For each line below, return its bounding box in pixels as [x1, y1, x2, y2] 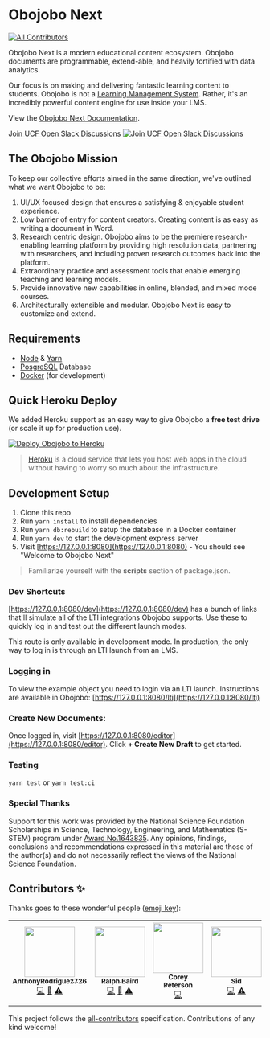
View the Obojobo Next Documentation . [8, 113, 141, 122]
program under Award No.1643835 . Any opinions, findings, [32, 833, 227, 843]
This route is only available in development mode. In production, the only [8, 637, 249, 646]
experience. [19, 206, 60, 215]
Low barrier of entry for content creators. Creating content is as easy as [19, 215, 259, 224]
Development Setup [8, 486, 110, 500]
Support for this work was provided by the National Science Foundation [8, 816, 245, 826]
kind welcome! [8, 1023, 57, 1032]
